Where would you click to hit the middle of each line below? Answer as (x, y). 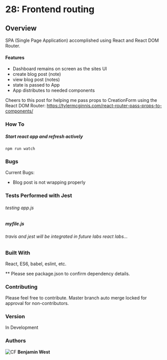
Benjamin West (34, 352)
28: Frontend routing (50, 9)
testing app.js (20, 208)
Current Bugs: (20, 173)
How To (15, 124)
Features (15, 58)
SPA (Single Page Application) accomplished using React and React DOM (82, 40)
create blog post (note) (37, 74)
